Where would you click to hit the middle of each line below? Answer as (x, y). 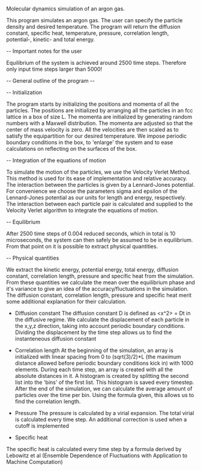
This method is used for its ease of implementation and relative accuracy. (97, 178)
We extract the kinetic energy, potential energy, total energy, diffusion (92, 269)
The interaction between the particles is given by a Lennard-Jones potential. (100, 185)
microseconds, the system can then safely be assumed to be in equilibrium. (100, 240)
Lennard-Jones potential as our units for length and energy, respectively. (96, 197)
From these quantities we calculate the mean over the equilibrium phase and (100, 282)
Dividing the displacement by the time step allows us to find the (93, 332)
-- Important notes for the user (44, 51)
